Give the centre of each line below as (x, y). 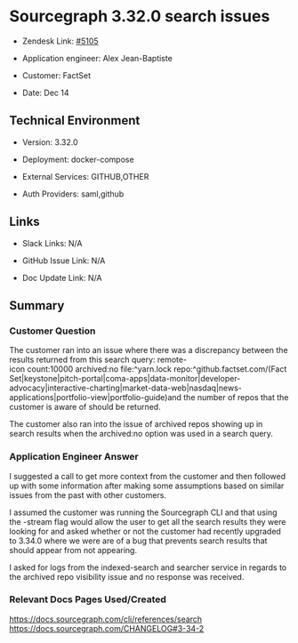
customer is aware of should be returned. (85, 407)
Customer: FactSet (56, 75)
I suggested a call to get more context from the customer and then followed (148, 476)
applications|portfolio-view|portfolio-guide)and (96, 398)
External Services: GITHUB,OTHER (85, 176)
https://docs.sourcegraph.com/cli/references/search (106, 619)
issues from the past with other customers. (88, 494)
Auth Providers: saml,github (73, 194)
